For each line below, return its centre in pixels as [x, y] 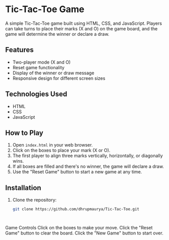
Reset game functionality [38, 67]
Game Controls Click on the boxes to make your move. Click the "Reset [79, 228]
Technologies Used [36, 94]
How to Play [24, 133]
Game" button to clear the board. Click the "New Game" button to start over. [84, 233]
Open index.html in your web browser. [53, 145]
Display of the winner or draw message [53, 73]
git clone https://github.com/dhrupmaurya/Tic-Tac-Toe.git [76, 209]
